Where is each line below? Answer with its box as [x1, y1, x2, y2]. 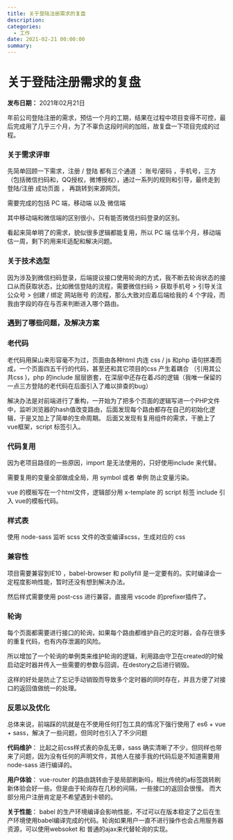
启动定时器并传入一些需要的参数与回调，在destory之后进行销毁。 [7, 660, 193, 669]
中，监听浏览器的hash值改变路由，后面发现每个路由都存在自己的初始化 [7, 405, 209, 413]
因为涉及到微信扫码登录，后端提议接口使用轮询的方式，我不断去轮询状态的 [7, 273, 220, 282]
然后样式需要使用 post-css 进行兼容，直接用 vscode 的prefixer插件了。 [7, 592, 210, 601]
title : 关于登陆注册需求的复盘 [7, 10, 86, 17]
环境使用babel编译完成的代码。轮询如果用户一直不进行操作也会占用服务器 [12, 816, 224, 825]
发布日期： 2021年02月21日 [7, 98, 85, 107]
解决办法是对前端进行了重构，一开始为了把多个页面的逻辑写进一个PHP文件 [7, 396, 221, 404]
